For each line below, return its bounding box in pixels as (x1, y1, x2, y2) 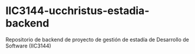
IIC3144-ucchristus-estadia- (5, 4, 150, 18)
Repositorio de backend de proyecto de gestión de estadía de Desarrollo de (5, 36, 190, 43)
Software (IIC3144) (5, 42, 51, 49)
